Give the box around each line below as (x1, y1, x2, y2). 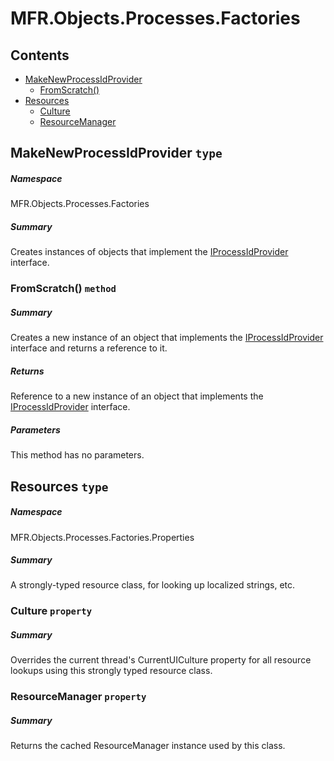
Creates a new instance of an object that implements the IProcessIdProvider (10, 332, 324, 344)
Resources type (10, 478, 109, 495)
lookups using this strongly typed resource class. (10, 665, 213, 677)
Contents (10, 47, 70, 64)
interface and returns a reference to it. (10, 342, 168, 354)
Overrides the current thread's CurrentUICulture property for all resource (10, 654, 312, 666)
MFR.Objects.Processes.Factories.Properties (10, 531, 195, 543)
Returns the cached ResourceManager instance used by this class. (10, 740, 286, 752)
